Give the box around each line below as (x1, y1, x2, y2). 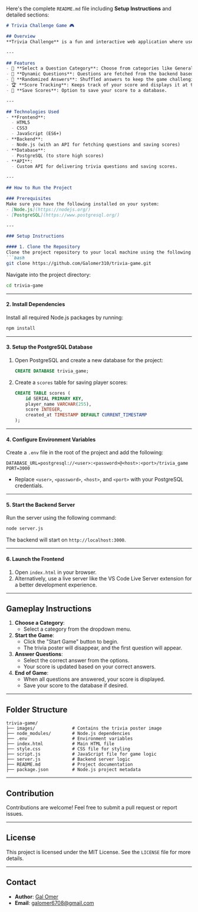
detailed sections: (6, 11, 49, 18)
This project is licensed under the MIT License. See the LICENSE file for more (6, 848, 191, 855)
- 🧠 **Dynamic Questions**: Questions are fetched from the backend (6, 71, 178, 77)
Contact (6, 877, 37, 887)
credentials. (14, 482, 44, 489)
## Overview (6, 33, 35, 39)
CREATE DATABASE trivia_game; (14, 368, 90, 374)
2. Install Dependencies (6, 301, 65, 308)
